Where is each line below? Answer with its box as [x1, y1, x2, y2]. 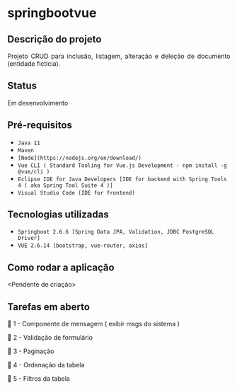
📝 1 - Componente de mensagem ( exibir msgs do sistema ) [7, 320, 180, 328]
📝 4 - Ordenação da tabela [7, 361, 85, 369]
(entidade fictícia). [7, 59, 61, 68]
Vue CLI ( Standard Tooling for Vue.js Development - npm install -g [17, 161, 228, 169]
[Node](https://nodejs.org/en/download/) [17, 154, 141, 161]
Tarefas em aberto [7, 301, 91, 313]
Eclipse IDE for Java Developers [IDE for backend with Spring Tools [17, 176, 228, 183]
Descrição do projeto [7, 33, 102, 45]
